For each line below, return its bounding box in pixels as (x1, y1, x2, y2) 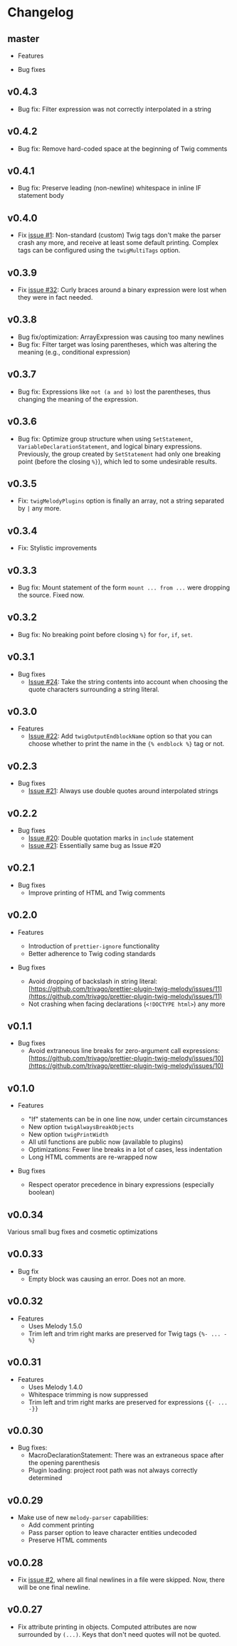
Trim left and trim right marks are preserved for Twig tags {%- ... (28, 1329, 221, 1338)
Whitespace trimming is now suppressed (28, 1390, 148, 1399)
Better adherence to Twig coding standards (28, 949, 156, 958)
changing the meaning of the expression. (17, 394, 139, 403)
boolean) (28, 1188, 55, 1197)
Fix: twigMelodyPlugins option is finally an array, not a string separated (17, 496, 224, 505)
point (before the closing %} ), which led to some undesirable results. (17, 457, 217, 466)
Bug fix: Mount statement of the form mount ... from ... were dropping (17, 583, 230, 592)
